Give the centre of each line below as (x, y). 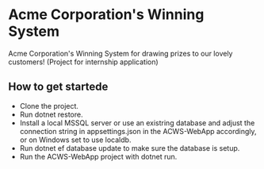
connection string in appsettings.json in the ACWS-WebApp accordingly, (138, 131)
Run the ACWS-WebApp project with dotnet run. (98, 156)
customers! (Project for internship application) (83, 62)
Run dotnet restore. (51, 114)
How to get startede (58, 87)
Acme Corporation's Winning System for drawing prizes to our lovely (121, 53)
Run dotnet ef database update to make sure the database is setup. (130, 148)
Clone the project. (49, 106)
